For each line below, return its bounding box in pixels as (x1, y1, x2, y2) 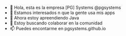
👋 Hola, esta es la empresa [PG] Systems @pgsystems (9, 5, 121, 10)
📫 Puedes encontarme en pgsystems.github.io (9, 26, 106, 31)
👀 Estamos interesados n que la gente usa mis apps (9, 10, 115, 16)
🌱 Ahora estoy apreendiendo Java (9, 15, 79, 20)
